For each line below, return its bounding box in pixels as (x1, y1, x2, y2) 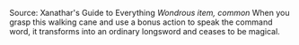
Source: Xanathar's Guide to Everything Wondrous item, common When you (9, 8, 290, 18)
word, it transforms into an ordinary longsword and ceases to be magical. (9, 26, 280, 36)
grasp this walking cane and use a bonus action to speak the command (9, 17, 273, 27)
